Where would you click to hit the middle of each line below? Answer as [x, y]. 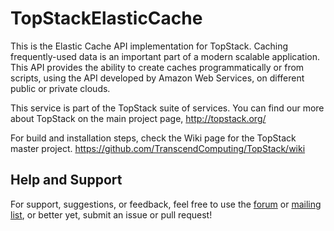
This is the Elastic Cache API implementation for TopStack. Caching [149, 46]
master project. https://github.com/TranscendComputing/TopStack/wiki [158, 148]
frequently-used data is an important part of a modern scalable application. [165, 56]
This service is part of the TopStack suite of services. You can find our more [167, 108]
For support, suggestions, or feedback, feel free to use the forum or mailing [166, 204]
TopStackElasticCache [106, 18]
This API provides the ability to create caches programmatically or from [157, 67]
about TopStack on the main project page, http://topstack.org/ [138, 118]
